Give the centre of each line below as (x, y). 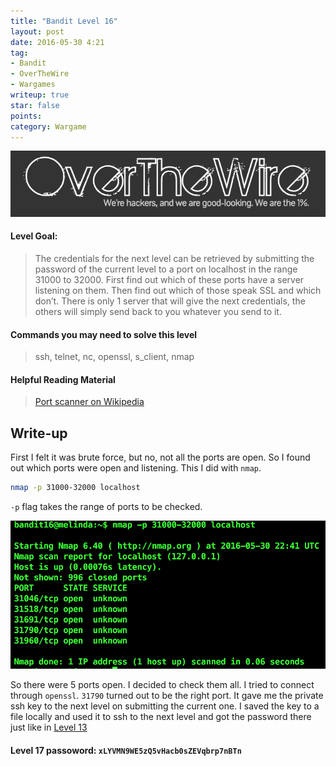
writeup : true (40, 95)
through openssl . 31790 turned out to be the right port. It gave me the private (167, 696)
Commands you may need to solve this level (104, 334)
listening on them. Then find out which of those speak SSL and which (178, 290)
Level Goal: (34, 236)
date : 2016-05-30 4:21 (57, 42)
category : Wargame (48, 126)
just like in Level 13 (49, 727)
